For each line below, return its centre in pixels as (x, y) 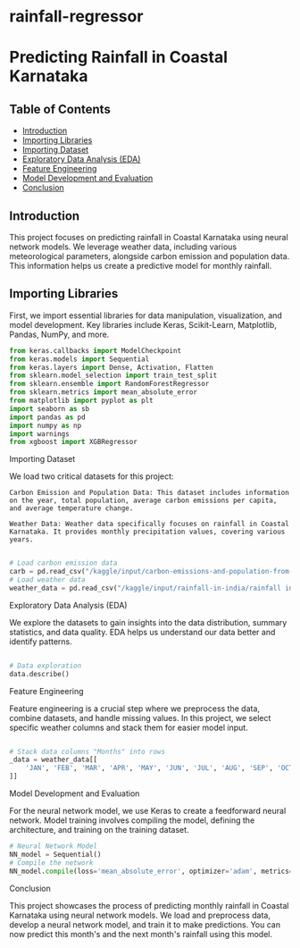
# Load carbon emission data (63, 563)
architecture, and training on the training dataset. (99, 830)
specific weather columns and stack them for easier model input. (129, 727)
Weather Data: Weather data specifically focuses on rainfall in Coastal (150, 524)
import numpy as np (46, 425)
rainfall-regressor (76, 17)
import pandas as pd (48, 417)
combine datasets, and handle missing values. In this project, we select (140, 717)
